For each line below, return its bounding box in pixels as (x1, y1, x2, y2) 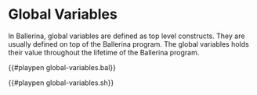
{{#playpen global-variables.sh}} (8, 78, 114, 87)
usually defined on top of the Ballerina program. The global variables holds (8, 39, 249, 48)
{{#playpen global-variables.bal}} (8, 62, 116, 72)
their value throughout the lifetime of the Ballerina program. (8, 47, 200, 57)
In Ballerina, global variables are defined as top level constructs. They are (8, 31, 245, 40)
